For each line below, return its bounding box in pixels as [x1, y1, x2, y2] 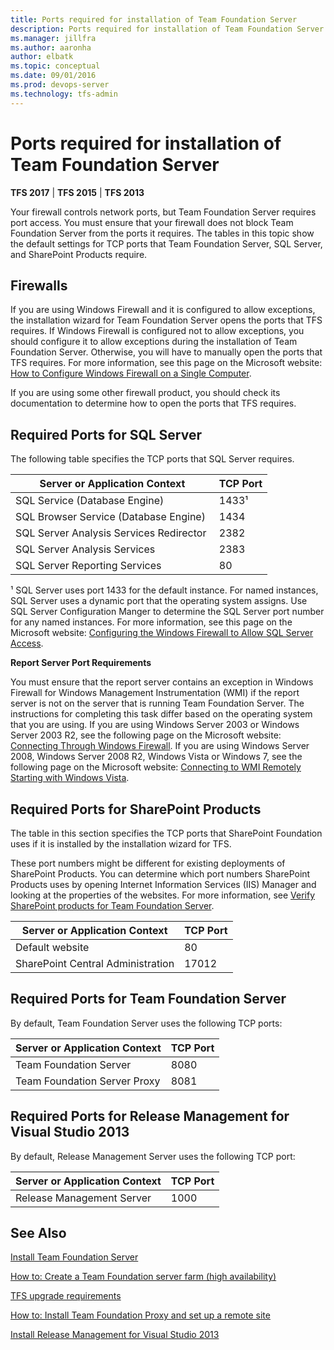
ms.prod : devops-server [10, 80, 110, 90]
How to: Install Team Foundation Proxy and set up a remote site [10, 1309, 271, 1321]
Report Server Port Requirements [10, 657, 152, 669]
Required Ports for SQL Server [10, 426, 202, 443]
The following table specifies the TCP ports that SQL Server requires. [10, 453, 295, 465]
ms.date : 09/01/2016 [10, 71, 97, 81]
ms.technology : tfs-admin [10, 89, 118, 99]
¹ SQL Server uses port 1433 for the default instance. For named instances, [10, 584, 319, 596]
